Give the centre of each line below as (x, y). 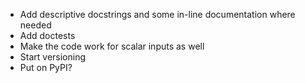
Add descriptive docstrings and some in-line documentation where (157, 14)
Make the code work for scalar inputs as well (112, 46)
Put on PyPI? (46, 67)
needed (35, 25)
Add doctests (47, 35)
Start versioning (53, 57)
